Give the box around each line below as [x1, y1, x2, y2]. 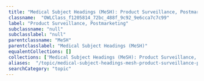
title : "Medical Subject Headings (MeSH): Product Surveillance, [8, 9, 178, 15]
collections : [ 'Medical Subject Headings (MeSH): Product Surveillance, [8, 54, 197, 60]
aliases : [8, 60, 31, 66]
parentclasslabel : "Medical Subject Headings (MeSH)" [8, 43, 148, 49]
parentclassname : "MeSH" [8, 37, 71, 43]
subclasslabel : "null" [8, 32, 66, 38]
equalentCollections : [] [8, 49, 71, 55]
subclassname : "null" [8, 26, 63, 32]
